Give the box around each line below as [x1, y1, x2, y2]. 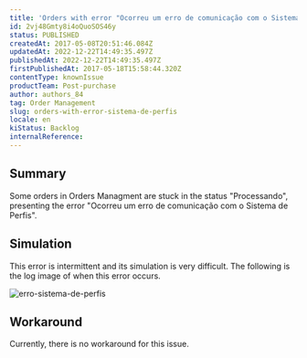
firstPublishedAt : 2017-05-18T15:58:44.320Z [9, 65, 182, 74]
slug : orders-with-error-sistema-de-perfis [9, 107, 178, 116]
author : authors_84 [9, 89, 84, 99]
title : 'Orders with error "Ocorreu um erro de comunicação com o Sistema [9, 13, 301, 23]
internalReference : [9, 132, 84, 142]
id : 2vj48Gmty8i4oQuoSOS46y [9, 22, 117, 31]
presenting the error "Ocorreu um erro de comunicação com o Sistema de [9, 200, 289, 211]
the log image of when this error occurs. [9, 270, 162, 281]
